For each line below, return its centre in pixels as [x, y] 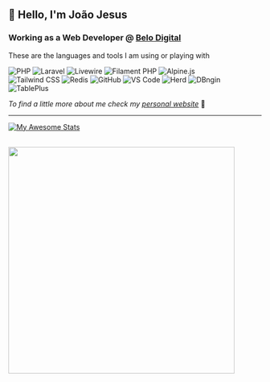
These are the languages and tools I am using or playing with [109, 55]
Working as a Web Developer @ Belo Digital [95, 38]
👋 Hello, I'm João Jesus [68, 15]
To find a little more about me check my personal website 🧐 [107, 104]
